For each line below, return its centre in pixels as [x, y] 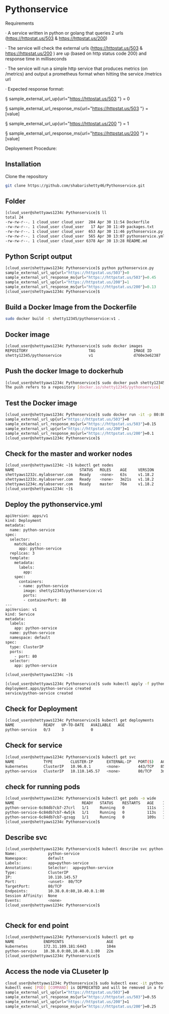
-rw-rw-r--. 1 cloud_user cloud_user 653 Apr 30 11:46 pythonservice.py [84, 231]
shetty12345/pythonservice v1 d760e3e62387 [83, 355]
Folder [16, 202]
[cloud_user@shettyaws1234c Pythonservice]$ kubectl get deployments [80, 721]
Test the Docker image [41, 403]
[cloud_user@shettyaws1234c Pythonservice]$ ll [56, 213]
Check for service [34, 746]
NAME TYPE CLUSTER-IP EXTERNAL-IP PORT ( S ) [80, 762]
